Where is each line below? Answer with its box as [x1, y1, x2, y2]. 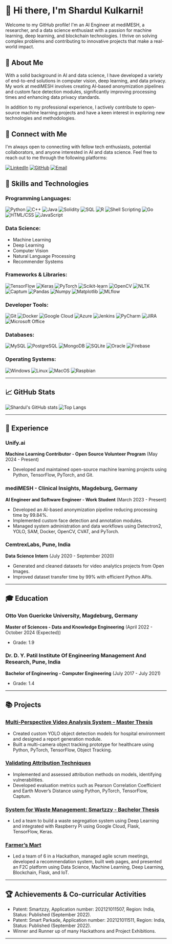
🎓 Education [5, 594, 49, 603]
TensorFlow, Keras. [12, 829, 54, 835]
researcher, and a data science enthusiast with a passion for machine [5, 27, 152, 33]
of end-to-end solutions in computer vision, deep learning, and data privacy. [5, 77, 166, 84]
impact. [18, 43, 34, 49]
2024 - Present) [5, 457, 39, 463]
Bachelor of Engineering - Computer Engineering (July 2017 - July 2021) [5, 670, 161, 676]
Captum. [12, 793, 31, 799]
